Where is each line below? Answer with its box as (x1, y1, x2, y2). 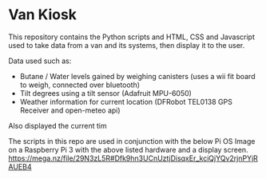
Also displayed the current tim (8, 121, 107, 130)
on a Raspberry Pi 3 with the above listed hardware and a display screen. (8, 145, 249, 154)
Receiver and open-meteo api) (19, 105, 121, 115)
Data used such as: (8, 56, 72, 66)
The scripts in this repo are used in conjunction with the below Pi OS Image (8, 136, 256, 145)
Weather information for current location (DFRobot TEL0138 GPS (19, 97, 233, 106)
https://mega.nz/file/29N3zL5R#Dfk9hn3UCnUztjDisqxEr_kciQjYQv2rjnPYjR (8, 153, 258, 163)
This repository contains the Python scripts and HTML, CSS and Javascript (8, 32, 256, 42)
